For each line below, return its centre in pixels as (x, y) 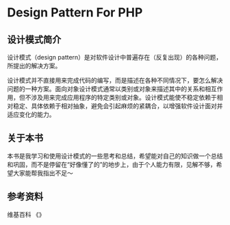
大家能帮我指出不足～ (43, 173)
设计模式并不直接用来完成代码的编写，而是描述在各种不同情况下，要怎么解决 (115, 80)
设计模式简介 (34, 39)
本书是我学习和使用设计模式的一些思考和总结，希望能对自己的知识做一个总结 (115, 156)
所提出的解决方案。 (34, 66)
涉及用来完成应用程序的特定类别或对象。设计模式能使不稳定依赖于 (124, 97)
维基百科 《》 (26, 214)
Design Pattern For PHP (75, 13)
